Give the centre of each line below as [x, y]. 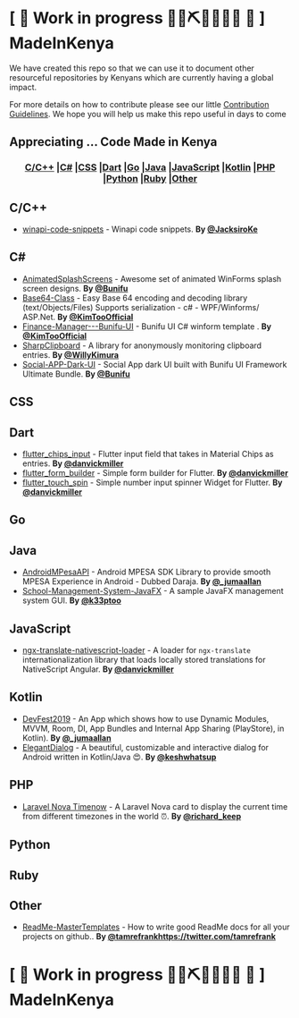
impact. [23, 87]
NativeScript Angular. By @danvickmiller [98, 669]
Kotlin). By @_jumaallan [66, 738]
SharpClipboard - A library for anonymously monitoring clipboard [141, 345]
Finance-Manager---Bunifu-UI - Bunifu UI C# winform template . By [147, 326]
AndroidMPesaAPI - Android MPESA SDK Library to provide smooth [146, 572]
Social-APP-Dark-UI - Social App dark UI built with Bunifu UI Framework [154, 364]
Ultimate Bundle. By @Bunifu [76, 374]
